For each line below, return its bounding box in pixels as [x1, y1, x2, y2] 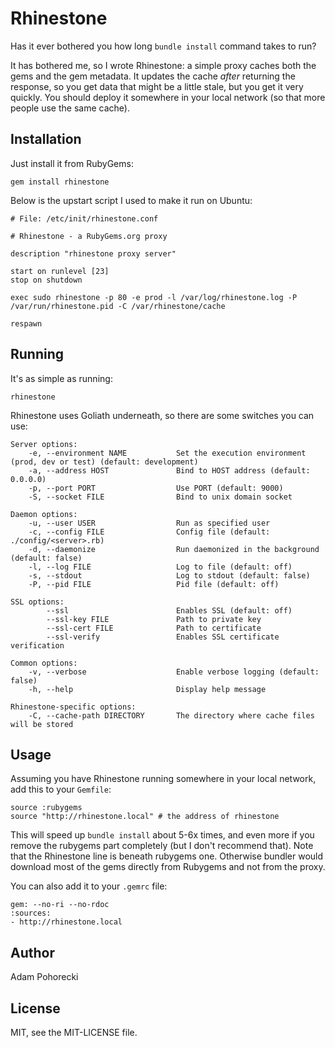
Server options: [10, 439, 78, 449]
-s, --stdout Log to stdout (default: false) [28, 570, 311, 581]
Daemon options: [10, 509, 78, 519]
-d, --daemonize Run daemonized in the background [28, 544, 320, 554]
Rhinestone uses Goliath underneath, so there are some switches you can [10, 409, 315, 421]
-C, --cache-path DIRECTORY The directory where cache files [28, 710, 315, 721]
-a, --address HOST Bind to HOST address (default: [28, 465, 311, 476]
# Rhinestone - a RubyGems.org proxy [10, 231, 168, 241]
